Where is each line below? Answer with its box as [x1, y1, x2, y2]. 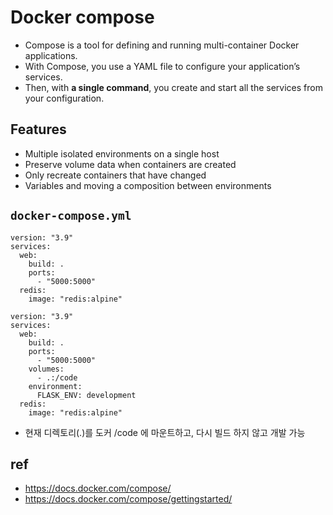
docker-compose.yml [10, 209, 132, 223]
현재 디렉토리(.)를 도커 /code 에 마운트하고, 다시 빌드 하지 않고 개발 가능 [24, 426, 306, 438]
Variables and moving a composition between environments [24, 179, 272, 191]
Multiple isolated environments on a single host [24, 147, 220, 160]
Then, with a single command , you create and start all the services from [24, 81, 323, 93]
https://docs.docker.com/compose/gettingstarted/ [24, 493, 233, 505]
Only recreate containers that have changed [24, 169, 207, 181]
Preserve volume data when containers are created [24, 158, 237, 170]
